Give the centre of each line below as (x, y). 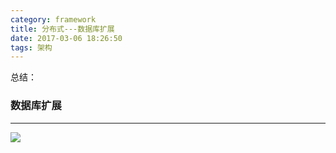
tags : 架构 (31, 47)
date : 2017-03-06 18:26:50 (66, 38)
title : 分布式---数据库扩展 (62, 29)
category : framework (53, 19)
